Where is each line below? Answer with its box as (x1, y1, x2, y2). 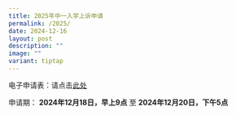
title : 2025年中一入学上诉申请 (8, 11, 103, 20)
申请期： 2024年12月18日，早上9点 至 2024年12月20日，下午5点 (8, 97, 229, 107)
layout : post (8, 34, 53, 43)
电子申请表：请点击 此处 (8, 80, 87, 90)
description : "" (8, 42, 63, 50)
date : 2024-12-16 (8, 27, 68, 35)
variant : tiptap (8, 57, 63, 66)
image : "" (8, 49, 42, 57)
